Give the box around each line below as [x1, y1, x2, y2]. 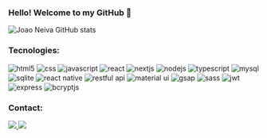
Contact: [8, 102, 43, 113]
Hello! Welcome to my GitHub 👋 [8, 7, 132, 18]
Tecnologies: [8, 45, 60, 56]
